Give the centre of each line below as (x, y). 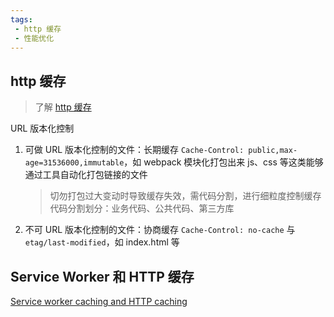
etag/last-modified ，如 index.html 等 (102, 242)
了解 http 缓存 (63, 107)
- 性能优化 (34, 38)
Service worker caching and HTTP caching (99, 301)
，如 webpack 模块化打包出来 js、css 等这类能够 (223, 162)
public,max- (273, 151)
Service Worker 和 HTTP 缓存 (102, 276)
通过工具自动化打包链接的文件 (86, 175)
